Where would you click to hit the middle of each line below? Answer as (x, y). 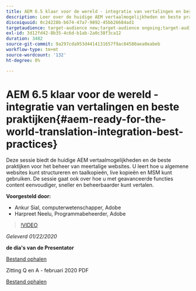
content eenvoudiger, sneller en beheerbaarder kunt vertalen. (80, 185)
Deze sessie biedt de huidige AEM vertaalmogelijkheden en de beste (89, 160)
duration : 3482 (24, 39)
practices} (32, 144)
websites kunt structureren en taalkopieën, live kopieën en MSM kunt (89, 172)
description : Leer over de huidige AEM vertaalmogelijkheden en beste (94, 17)
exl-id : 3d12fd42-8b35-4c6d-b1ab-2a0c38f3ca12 (64, 33)
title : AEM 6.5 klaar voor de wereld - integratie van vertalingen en (94, 11)
